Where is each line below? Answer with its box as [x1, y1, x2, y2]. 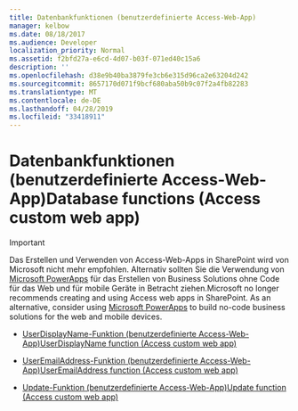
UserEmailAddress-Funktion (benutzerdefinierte [21, 356, 198, 366]
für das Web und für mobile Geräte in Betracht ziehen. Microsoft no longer [9, 283, 279, 294]
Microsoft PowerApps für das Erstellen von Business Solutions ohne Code [9, 274, 280, 284]
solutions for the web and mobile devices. [9, 311, 163, 322]
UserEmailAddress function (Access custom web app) [39, 365, 238, 375]
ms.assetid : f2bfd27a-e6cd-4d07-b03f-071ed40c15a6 [9, 54, 201, 63]
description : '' [9, 63, 69, 72]
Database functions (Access [45, 189, 261, 210]
